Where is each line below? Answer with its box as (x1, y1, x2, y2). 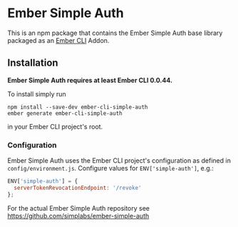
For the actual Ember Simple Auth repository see (7, 203, 150, 212)
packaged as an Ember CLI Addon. (7, 36, 110, 44)
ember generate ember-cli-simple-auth (7, 109, 123, 117)
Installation (7, 57, 58, 69)
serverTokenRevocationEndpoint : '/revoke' (14, 184, 142, 191)
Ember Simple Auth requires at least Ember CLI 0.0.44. (7, 76, 173, 84)
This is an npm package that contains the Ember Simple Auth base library (7, 29, 223, 37)
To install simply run (7, 89, 66, 98)
